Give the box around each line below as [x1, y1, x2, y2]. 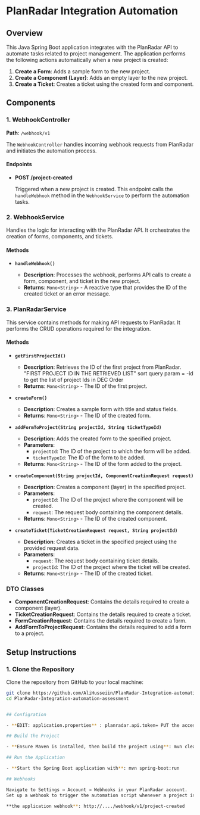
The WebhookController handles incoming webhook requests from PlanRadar [6, 141, 194, 148]
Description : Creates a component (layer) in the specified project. [23, 483, 186, 490]
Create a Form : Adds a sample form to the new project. [14, 68, 151, 75]
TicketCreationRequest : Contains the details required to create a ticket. [14, 611, 192, 618]
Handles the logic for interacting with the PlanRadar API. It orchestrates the [6, 226, 190, 234]
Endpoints [6, 161, 32, 168]
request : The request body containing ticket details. [32, 557, 160, 564]
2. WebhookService [6, 213, 65, 221]
